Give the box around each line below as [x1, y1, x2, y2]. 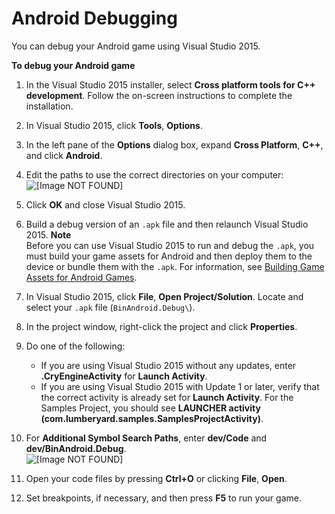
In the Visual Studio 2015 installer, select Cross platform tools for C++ [25, 78, 316, 91]
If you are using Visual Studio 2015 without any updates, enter [40, 359, 297, 371]
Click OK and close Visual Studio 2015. [25, 198, 186, 211]
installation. [25, 100, 74, 112]
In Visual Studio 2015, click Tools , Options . [25, 119, 203, 131]
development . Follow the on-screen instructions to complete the [25, 89, 293, 101]
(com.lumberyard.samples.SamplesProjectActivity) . [40, 412, 264, 424]
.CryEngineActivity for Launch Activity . [40, 370, 208, 382]
